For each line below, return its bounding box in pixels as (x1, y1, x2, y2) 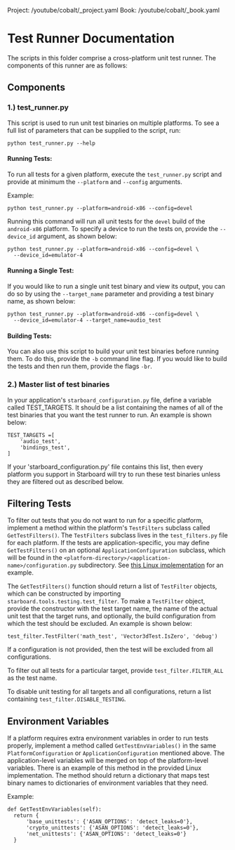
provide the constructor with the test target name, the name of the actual (7, 604, 218, 613)
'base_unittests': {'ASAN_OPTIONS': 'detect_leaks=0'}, (25, 818, 193, 825)
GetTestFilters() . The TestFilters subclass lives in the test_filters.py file (7, 531, 228, 540)
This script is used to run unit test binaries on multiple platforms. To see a (7, 119, 220, 127)
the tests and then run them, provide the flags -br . (7, 362, 153, 371)
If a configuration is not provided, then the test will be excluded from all (7, 646, 214, 654)
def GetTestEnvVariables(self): (7, 806, 102, 813)
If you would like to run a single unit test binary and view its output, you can (7, 282, 226, 291)
